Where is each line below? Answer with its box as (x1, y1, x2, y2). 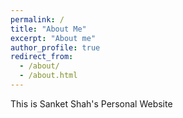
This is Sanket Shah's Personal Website (10, 97, 173, 110)
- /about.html (19, 71, 78, 81)
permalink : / (10, 14, 65, 25)
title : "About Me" (10, 24, 87, 34)
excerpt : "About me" (10, 33, 97, 43)
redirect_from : (10, 52, 74, 62)
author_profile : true (10, 42, 101, 53)
